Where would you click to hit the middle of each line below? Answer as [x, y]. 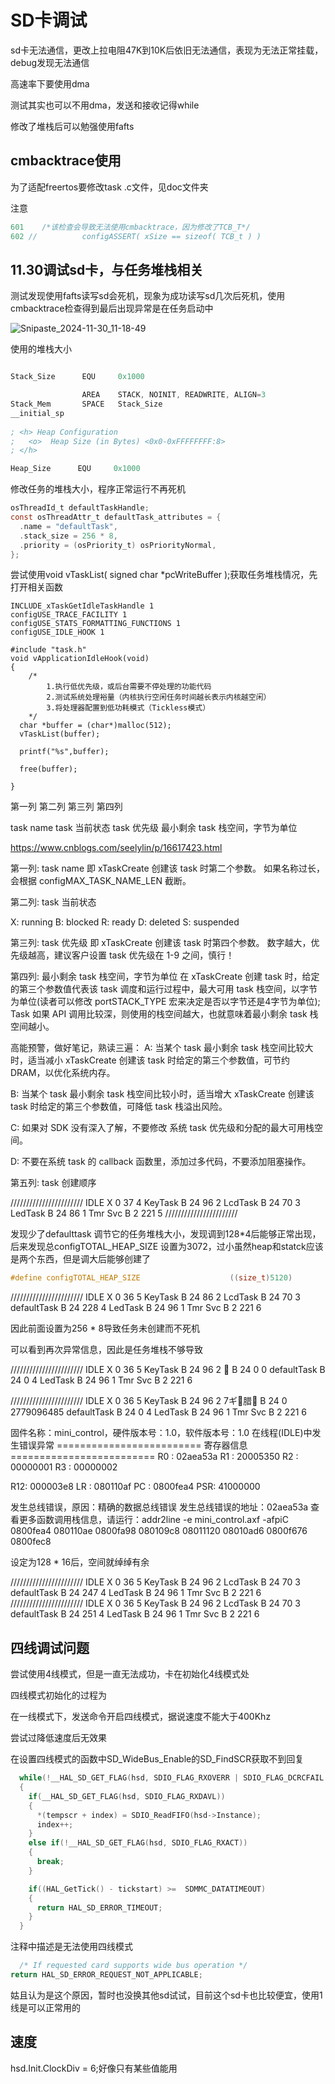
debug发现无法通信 [50, 62]
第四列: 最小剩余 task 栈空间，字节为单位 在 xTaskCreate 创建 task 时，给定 [165, 977]
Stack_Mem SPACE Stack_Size [86, 404]
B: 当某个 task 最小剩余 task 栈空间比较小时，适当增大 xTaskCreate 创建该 [162, 1094]
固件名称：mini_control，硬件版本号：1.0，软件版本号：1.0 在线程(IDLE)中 [161, 1433]
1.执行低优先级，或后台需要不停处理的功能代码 [129, 687]
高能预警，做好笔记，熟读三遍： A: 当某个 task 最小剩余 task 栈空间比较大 [162, 1048]
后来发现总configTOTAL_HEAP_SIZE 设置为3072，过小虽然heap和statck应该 [167, 1247]
